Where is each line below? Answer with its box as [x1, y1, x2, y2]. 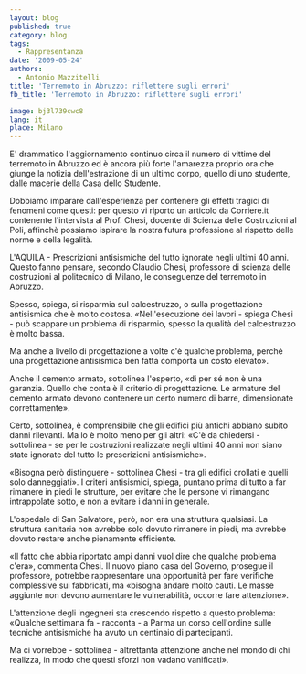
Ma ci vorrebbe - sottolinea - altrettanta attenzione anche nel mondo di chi [9, 645, 290, 656]
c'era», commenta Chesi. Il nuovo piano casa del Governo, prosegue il [9, 561, 274, 572]
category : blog [9, 30, 68, 39]
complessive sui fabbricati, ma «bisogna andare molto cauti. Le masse [9, 580, 274, 591]
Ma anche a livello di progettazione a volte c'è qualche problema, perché [9, 346, 283, 357]
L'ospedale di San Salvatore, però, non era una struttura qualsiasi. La [9, 514, 268, 525]
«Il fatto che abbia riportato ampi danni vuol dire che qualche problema [9, 551, 277, 562]
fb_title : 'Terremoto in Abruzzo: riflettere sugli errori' [9, 90, 244, 99]
